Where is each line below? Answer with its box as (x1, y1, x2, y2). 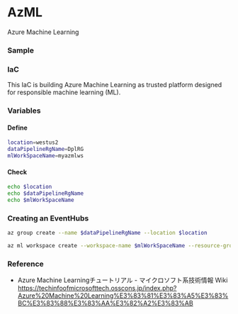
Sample (7, 45, 34, 55)
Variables (7, 106, 41, 116)
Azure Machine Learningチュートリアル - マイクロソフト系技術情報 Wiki (17, 276, 228, 284)
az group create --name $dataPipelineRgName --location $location (7, 230, 208, 237)
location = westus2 (7, 139, 59, 146)
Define (7, 123, 28, 132)
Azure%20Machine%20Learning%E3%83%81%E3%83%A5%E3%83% (17, 291, 229, 300)
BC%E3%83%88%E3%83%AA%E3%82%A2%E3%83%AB (17, 299, 193, 308)
